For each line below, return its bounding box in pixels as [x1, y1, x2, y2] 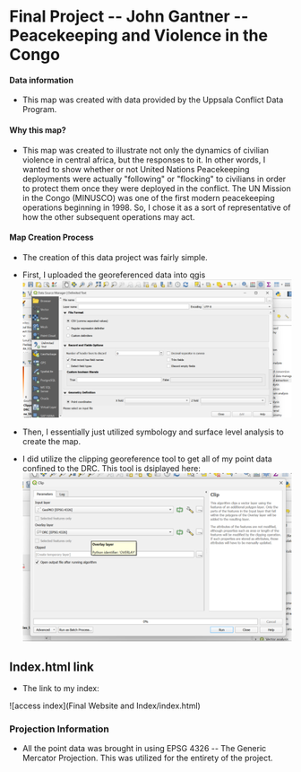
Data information [9, 75, 74, 85]
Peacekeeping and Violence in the [9, 25, 269, 46]
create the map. [21, 435, 82, 446]
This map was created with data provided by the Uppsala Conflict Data [21, 94, 284, 105]
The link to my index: [21, 682, 100, 693]
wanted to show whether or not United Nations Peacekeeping [21, 163, 250, 174]
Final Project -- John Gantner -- [9, 6, 249, 27]
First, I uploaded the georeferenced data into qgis [21, 269, 206, 280]
